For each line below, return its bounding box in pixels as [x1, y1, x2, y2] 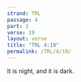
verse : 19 [7, 29, 35, 36]
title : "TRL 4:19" [7, 42, 59, 49]
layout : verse [7, 36, 48, 42]
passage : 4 [7, 16, 38, 23]
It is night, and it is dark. [7, 66, 75, 75]
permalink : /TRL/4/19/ [7, 49, 71, 55]
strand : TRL [7, 10, 41, 17]
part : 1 [7, 23, 29, 29]
